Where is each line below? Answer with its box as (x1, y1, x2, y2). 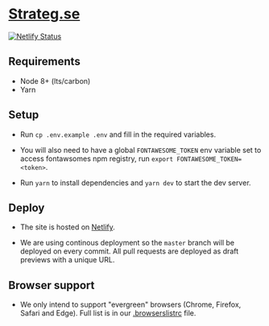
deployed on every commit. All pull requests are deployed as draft (19, 246, 239, 256)
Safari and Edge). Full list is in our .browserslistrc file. (19, 308, 197, 318)
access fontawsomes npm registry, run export (19, 154, 174, 163)
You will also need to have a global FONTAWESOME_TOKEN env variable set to (19, 145, 262, 155)
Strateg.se (8, 5, 81, 23)
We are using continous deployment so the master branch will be (19, 238, 235, 248)
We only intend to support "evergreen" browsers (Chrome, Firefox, (19, 299, 242, 310)
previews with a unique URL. (19, 255, 115, 265)
